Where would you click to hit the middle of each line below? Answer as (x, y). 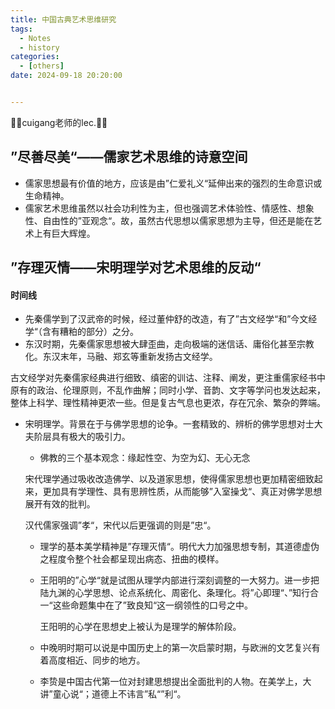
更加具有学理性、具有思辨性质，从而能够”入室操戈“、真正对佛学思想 (182, 492)
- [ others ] (42, 66)
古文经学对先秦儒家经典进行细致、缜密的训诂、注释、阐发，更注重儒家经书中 (168, 378)
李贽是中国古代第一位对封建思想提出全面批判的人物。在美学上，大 (175, 682)
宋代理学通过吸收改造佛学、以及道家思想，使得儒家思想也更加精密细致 (169, 479)
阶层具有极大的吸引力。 (82, 437)
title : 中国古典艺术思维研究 (63, 19)
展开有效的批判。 (60, 504)
